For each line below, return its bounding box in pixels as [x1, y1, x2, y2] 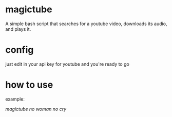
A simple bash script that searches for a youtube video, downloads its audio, [5, 21, 167, 27]
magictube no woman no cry [5, 106, 67, 112]
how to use [5, 79, 53, 91]
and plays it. [5, 26, 31, 32]
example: [5, 96, 25, 102]
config [5, 44, 34, 56]
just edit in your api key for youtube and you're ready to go [5, 61, 129, 67]
